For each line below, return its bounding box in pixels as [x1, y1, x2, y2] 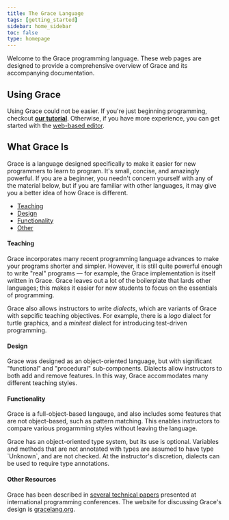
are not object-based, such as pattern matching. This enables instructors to [7, 417, 220, 425]
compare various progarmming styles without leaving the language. [7, 424, 198, 432]
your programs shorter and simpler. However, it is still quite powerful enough [7, 262, 223, 270]
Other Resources [7, 475, 57, 483]
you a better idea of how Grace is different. [7, 188, 129, 197]
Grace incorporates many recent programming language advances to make [7, 254, 219, 262]
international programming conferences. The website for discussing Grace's [7, 497, 222, 506]
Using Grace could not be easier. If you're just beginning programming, [7, 107, 207, 115]
